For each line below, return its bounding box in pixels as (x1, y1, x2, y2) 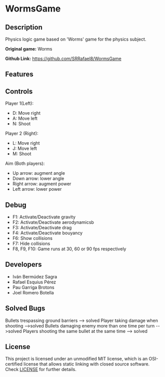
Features (5, 70, 33, 79)
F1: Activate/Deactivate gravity (12, 214, 76, 220)
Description (5, 23, 42, 32)
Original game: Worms (5, 46, 52, 52)
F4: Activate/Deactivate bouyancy (12, 230, 83, 236)
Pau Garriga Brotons (12, 284, 54, 290)
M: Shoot (12, 151, 31, 157)
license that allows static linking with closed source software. (23, 361, 150, 367)
